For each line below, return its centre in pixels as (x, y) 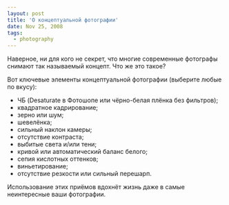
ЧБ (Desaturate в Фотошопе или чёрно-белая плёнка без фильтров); (118, 100)
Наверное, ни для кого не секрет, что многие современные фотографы (112, 59)
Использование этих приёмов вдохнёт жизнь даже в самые (96, 187)
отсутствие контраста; (50, 137)
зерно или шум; (40, 115)
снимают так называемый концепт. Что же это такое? (87, 66)
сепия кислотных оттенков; (58, 159)
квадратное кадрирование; (58, 108)
